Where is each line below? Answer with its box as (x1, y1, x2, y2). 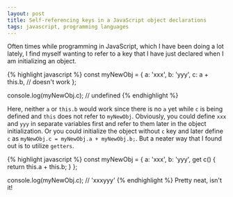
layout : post (7, 10, 45, 17)
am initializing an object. (7, 57, 77, 65)
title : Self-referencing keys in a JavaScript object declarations (7, 17, 207, 24)
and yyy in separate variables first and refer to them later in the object (7, 120, 207, 128)
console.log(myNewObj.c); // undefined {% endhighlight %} (7, 91, 179, 100)
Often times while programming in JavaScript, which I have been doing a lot (7, 42, 224, 51)
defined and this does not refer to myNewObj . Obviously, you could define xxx (7, 112, 227, 120)
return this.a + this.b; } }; (7, 163, 78, 171)
